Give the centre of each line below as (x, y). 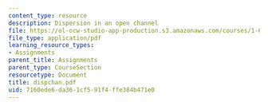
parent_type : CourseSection (55, 68)
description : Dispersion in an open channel (83, 23)
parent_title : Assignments (53, 61)
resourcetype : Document (48, 75)
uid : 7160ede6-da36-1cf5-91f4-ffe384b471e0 (82, 90)
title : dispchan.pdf (43, 82)
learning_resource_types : (51, 45)
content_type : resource (48, 16)
